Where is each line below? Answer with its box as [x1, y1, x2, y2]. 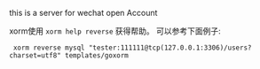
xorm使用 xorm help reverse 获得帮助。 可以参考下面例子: [9, 26, 222, 36]
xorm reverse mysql [12, 43, 86, 52]
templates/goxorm [65, 51, 129, 60]
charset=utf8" [9, 51, 62, 60]
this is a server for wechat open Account [9, 8, 158, 18]
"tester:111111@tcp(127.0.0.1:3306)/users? [88, 43, 252, 52]
